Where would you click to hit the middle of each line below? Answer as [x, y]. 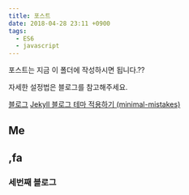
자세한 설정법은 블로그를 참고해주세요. [68, 87]
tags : [17, 31]
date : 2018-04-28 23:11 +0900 [60, 23]
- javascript [38, 46]
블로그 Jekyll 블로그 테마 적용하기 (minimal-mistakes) [94, 104]
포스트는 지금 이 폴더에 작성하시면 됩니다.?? [77, 70]
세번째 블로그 [32, 182]
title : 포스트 [30, 16]
